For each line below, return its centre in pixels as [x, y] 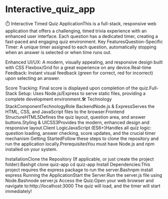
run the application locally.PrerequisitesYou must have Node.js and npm [80, 144]
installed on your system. [31, 149]
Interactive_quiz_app [50, 9]
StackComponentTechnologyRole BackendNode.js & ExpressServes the [80, 106]
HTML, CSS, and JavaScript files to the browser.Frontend [65, 112]
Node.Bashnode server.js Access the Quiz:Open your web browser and [79, 180]
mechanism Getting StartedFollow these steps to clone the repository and [82, 138]
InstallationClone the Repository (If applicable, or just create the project [80, 159]
